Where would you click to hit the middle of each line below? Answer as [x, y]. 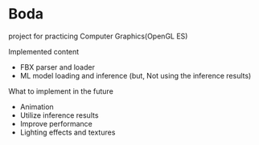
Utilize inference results [59, 115]
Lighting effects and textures [68, 132]
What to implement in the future [61, 91]
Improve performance [56, 123]
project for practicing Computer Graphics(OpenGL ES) [98, 36]
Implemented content [44, 51]
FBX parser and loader [57, 67]
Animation [37, 107]
